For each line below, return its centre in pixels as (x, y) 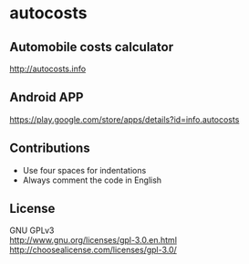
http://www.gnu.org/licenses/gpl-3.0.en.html (93, 240)
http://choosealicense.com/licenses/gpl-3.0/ (93, 250)
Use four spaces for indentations (84, 170)
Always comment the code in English (92, 180)
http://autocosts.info (48, 69)
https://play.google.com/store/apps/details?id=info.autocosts (124, 119)
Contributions (50, 148)
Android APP (47, 97)
